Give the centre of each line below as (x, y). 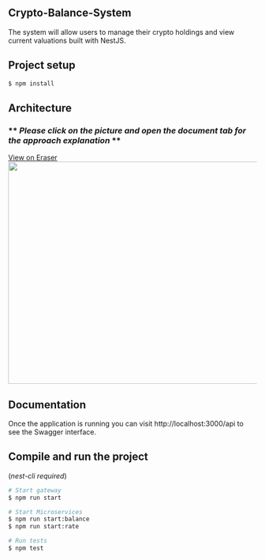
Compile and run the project (78, 457)
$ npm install (32, 83)
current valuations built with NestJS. (67, 40)
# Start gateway (35, 490)
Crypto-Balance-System (70, 13)
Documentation (47, 405)
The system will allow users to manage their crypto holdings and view (121, 32)
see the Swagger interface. (52, 432)
